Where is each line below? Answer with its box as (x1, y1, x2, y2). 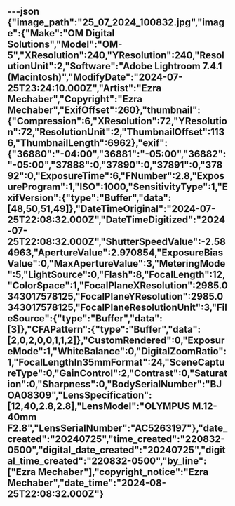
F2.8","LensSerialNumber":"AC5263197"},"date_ (7, 422, 228, 434)
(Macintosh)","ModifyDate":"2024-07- (7, 72, 183, 84)
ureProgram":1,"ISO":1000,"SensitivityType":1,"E (7, 181, 228, 193)
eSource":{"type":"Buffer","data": (7, 312, 163, 325)
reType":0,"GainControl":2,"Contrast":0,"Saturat (7, 368, 228, 380)
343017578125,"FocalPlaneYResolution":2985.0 (7, 291, 224, 302)
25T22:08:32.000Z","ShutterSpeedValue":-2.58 (7, 236, 226, 248)
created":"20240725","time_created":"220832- (7, 433, 226, 445)
